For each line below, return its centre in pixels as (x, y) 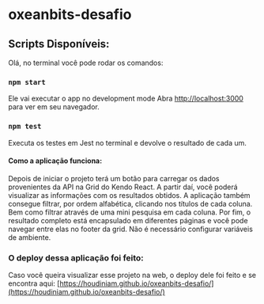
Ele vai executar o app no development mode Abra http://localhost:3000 (126, 99)
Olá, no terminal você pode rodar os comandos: (86, 63)
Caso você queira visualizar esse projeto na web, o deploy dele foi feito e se (132, 275)
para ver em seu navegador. (54, 107)
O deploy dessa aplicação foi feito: (76, 257)
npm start (27, 82)
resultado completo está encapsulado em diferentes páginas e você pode (128, 220)
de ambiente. (30, 237)
